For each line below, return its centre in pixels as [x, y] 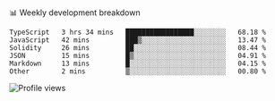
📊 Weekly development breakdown [75, 13]
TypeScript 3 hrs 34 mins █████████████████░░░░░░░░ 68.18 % [138, 32]
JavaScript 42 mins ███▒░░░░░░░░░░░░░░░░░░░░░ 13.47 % [138, 40]
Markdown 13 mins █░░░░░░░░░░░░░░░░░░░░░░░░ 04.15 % [138, 63]
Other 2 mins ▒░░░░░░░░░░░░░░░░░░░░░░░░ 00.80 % [138, 72]
